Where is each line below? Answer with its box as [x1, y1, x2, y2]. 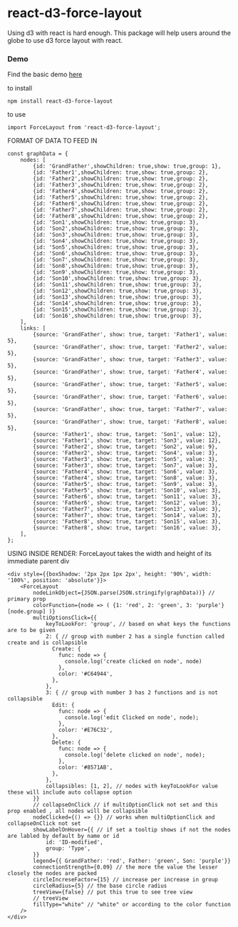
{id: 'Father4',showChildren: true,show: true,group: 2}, [33, 187, 209, 195]
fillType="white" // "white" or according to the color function [33, 901, 232, 908]
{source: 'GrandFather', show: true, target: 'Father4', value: [33, 368, 228, 376]
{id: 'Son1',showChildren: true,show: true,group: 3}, [33, 219, 200, 226]
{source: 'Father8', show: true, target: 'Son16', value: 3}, [33, 524, 222, 532]
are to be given [7, 627, 56, 634]
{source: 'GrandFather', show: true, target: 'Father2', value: [33, 343, 228, 351]
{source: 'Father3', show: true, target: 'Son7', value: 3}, [33, 462, 219, 470]
